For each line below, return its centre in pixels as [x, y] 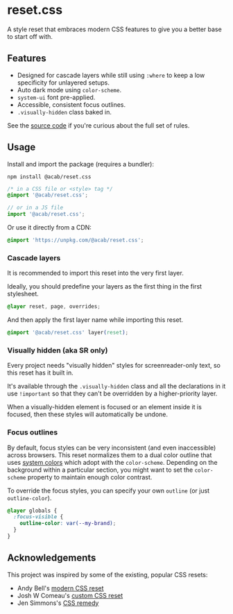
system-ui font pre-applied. [56, 97]
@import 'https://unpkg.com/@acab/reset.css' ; [76, 240]
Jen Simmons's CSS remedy [58, 603]
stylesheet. [23, 294]
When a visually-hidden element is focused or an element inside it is [105, 407]
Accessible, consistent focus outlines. [71, 104]
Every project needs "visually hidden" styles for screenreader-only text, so [114, 366]
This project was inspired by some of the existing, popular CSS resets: [107, 574]
